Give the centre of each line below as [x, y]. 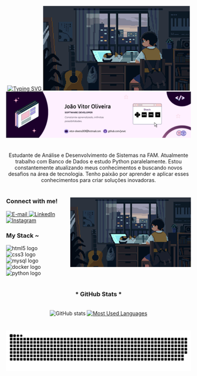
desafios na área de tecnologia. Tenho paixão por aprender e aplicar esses [98, 174]
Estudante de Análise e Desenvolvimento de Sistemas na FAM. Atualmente [98, 155]
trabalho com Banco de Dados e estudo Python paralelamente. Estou [98, 162]
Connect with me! [32, 201]
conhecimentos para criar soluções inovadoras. [98, 180]
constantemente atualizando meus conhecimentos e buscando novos [98, 168]
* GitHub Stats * [98, 294]
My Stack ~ [23, 235]
